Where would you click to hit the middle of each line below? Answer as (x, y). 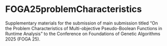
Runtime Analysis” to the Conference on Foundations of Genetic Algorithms (83, 33)
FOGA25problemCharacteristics (73, 9)
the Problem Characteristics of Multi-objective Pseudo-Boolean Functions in (84, 28)
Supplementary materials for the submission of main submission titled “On (82, 23)
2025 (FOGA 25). (23, 39)
